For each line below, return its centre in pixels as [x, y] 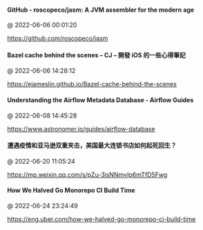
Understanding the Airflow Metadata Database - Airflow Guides [100, 100]
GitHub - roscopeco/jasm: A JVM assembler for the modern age [101, 10]
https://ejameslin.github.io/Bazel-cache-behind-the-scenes [92, 84]
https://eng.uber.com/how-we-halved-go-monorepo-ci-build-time [101, 219]
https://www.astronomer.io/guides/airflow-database [81, 128]
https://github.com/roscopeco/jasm [58, 39]
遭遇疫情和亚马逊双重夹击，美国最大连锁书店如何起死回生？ [92, 146]
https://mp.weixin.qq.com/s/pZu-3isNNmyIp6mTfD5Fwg [87, 174]
